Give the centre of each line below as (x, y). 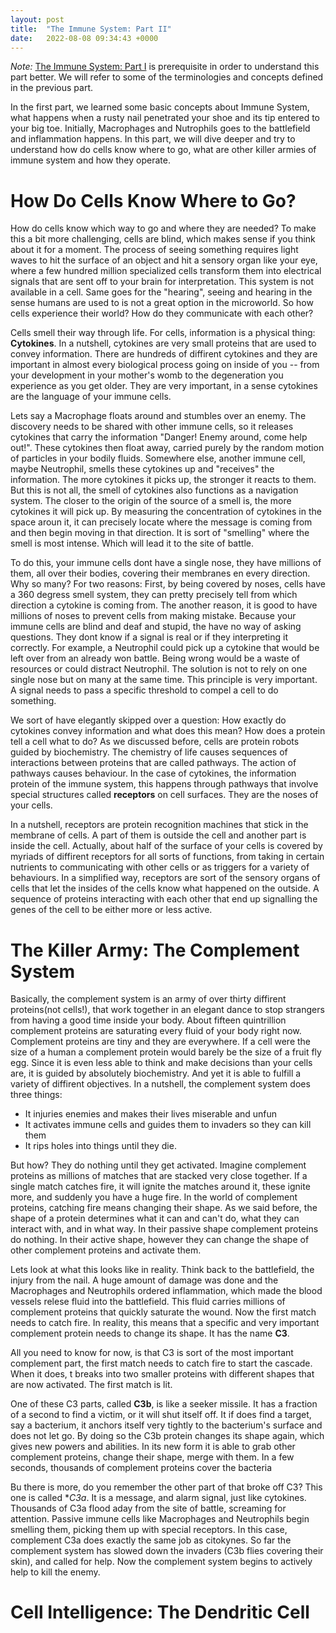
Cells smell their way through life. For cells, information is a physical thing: (163, 333)
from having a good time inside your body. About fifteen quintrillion (148, 1020)
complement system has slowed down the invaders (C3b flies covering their (167, 1551)
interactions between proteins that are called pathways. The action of (153, 763)
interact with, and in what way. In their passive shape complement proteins (164, 1229)
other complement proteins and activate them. (106, 1250)
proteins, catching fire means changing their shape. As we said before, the (164, 1208)
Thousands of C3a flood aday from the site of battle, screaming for (148, 1508)
